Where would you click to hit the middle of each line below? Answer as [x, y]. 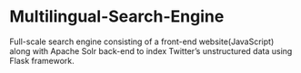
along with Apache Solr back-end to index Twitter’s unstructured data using [151, 50]
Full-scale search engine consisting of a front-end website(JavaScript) [142, 41]
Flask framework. [42, 60]
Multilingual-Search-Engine [117, 17]
